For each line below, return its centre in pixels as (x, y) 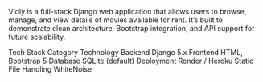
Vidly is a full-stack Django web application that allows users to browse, (127, 12)
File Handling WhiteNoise (50, 69)
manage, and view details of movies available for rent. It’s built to (116, 20)
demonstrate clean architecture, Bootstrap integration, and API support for (131, 28)
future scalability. (37, 37)
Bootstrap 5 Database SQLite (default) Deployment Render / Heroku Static (131, 61)
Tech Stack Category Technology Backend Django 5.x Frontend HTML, (126, 52)
